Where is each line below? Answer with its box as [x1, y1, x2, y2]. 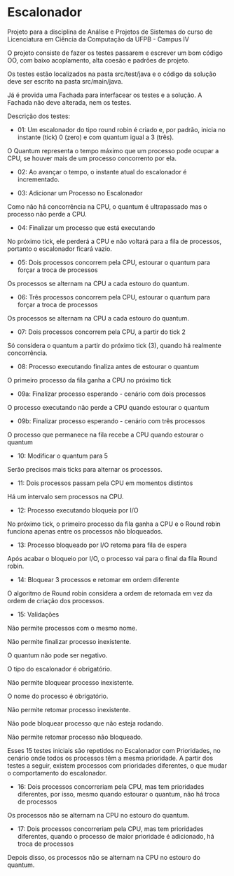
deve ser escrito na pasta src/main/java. [7, 77, 123, 85]
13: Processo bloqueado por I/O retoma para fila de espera [17, 541, 187, 549]
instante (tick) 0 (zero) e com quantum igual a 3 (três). [17, 133, 174, 141]
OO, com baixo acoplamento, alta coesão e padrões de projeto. [7, 56, 190, 64]
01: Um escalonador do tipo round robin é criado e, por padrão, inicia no [17, 125, 226, 134]
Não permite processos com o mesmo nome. [7, 624, 138, 632]
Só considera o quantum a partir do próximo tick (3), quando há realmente [7, 341, 222, 349]
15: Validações [17, 610, 60, 619]
